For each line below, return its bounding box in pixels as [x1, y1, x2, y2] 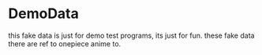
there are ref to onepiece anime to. [8, 38, 122, 48]
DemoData [8, 5, 79, 23]
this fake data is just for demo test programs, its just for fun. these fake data [8, 31, 255, 40]
